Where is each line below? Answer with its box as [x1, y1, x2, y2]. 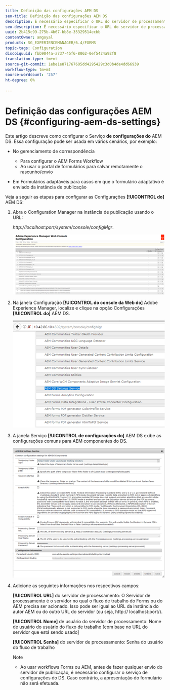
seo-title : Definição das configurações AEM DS [5, 13, 108, 19]
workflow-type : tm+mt [5, 67, 51, 72]
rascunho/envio [20, 169, 53, 175]
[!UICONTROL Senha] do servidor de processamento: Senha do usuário [12, 639, 163, 645]
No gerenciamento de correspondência [12, 148, 95, 154]
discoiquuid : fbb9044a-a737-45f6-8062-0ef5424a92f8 [5, 51, 116, 56]
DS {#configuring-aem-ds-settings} [5, 117, 161, 128]
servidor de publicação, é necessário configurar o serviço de [20, 669, 148, 676]
